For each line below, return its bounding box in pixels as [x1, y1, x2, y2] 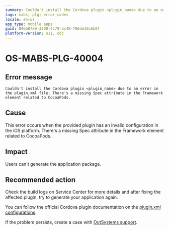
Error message [5, 73, 53, 81]
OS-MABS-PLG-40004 [5, 53, 104, 64]
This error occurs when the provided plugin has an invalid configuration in [5, 122, 158, 128]
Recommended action [5, 175, 76, 185]
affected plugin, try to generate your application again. [5, 194, 118, 200]
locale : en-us [5, 17, 35, 22]
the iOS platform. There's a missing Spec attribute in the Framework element [5, 127, 164, 133]
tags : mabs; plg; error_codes [5, 12, 69, 17]
